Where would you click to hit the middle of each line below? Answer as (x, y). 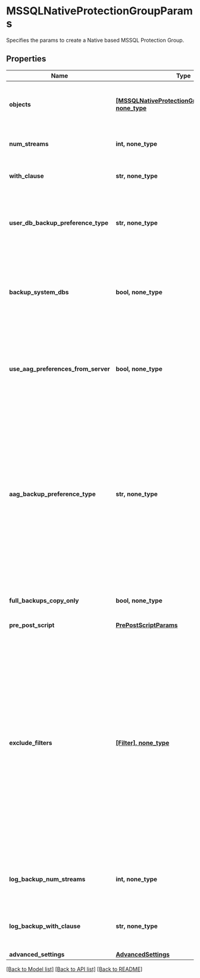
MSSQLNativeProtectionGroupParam (100, 11)
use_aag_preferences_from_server (60, 369)
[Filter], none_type (143, 743)
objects (20, 104)
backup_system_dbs (39, 292)
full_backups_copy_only (44, 600)
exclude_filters (31, 743)
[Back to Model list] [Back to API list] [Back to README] (74, 969)
